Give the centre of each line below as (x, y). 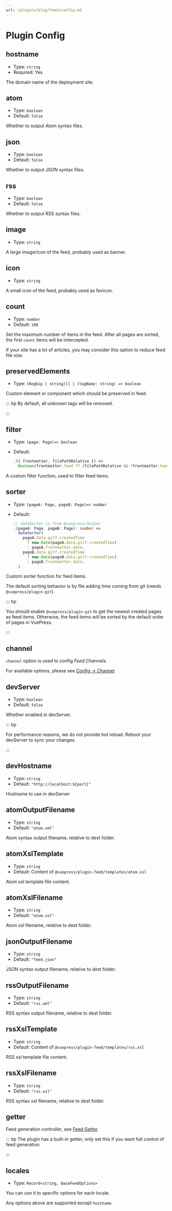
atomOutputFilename (40, 810)
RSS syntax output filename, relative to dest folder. (59, 1013)
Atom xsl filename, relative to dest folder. (49, 925)
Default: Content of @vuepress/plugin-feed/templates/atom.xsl (80, 871)
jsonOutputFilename (39, 941)
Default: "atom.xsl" (34, 916)
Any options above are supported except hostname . (59, 1203)
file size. (15, 355)
